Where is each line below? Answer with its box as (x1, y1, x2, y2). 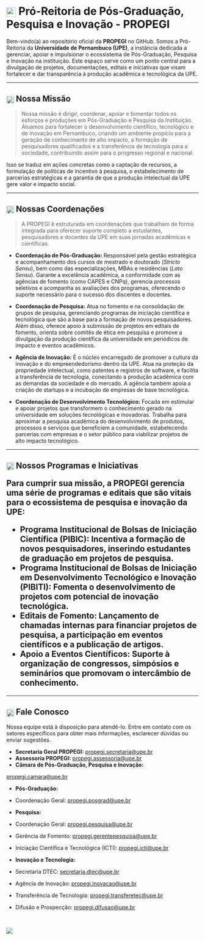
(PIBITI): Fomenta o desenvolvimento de (20, 582, 176, 592)
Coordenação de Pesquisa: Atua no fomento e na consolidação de (15, 302, 184, 310)
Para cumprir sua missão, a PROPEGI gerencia (6, 478, 185, 488)
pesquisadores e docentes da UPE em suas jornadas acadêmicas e (21, 233, 191, 240)
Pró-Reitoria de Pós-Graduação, (18, 4, 184, 18)
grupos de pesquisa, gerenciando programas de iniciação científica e (15, 309, 190, 316)
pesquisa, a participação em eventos (20, 629, 164, 640)
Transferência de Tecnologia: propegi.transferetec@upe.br (15, 892, 164, 899)
